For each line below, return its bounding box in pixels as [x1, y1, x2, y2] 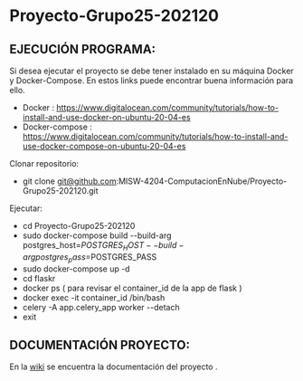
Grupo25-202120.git [22, 186, 99, 195]
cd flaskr [22, 272, 56, 283]
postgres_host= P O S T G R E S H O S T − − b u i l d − [22, 240, 185, 252]
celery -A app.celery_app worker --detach [22, 301, 180, 312]
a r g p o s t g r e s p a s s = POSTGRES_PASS [22, 251, 157, 264]
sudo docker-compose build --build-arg [22, 230, 172, 241]
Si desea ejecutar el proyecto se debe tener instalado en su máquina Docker [9, 65, 294, 76]
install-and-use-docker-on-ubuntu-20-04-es [22, 112, 192, 122]
